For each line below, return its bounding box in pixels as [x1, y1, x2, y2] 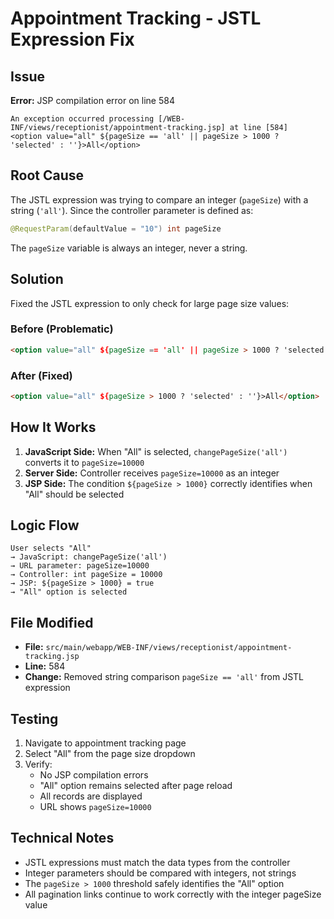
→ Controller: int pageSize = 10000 [10, 570, 163, 580]
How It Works [10, 419, 97, 436]
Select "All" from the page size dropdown [24, 748, 196, 760]
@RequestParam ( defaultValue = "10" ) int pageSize [10, 223, 222, 234]
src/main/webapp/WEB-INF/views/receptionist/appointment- [45, 643, 293, 653]
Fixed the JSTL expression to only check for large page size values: [10, 297, 290, 309]
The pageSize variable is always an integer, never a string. [10, 242, 248, 254]
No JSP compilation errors [39, 769, 149, 781]
